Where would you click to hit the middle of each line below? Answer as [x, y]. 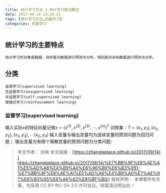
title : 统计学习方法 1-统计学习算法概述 [42, 10]
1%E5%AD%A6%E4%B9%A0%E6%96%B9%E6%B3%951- [79, 168]
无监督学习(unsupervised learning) [40, 92]
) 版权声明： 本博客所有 [132, 179]
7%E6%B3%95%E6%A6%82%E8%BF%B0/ [63, 179]
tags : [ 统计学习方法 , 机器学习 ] [34, 19]
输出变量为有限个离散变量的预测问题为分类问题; [63, 142]
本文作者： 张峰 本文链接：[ [45, 152]
